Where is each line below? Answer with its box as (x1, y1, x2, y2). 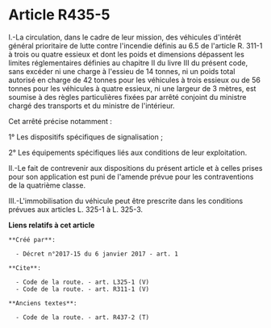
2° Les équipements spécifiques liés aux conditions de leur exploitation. (8, 147, 248, 157)
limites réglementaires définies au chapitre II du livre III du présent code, (8, 58, 248, 68)
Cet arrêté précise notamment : (8, 116, 113, 126)
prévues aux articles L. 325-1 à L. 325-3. (8, 204, 144, 214)
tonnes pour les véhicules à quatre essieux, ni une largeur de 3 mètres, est (8, 83, 256, 93)
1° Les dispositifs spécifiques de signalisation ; (8, 131, 164, 142)
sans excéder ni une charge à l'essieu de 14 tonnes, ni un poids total (8, 66, 236, 76)
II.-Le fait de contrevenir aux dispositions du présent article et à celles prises (8, 163, 263, 172)
